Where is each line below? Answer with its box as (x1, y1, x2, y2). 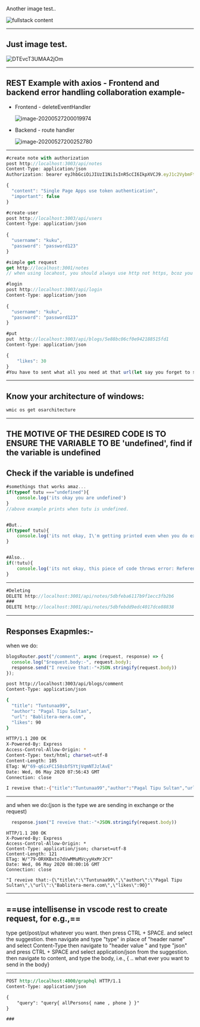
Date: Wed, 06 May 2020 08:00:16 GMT (6, 861, 100, 868)
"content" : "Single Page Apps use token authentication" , (11, 188, 159, 194)
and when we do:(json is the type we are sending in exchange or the (6, 802, 174, 809)
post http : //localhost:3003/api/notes (6, 160, 102, 166)
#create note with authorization (6, 155, 89, 161)
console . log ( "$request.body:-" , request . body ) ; (11, 659, 132, 665)
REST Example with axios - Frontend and (6, 78, 160, 88)
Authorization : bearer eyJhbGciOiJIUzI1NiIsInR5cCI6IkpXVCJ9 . (6, 172, 164, 178)
